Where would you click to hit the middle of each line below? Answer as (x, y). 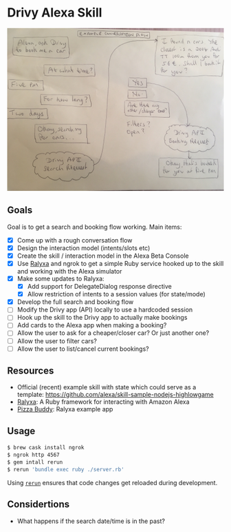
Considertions (38, 504)
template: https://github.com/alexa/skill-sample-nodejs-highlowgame (115, 395)
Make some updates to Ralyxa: (60, 278)
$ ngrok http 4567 (33, 455)
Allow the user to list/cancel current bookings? (83, 349)
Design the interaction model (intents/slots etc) (84, 248)
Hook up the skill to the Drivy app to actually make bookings (102, 318)
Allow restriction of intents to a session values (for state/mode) (117, 294)
